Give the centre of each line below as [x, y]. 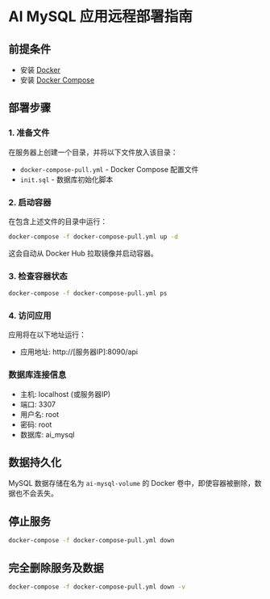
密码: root [36, 424]
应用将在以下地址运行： [47, 335]
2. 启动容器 [30, 202]
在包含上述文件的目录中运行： [58, 221]
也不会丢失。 [36, 493]
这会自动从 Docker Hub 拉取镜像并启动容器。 [83, 253]
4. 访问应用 [30, 315]
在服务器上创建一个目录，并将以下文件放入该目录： [93, 152]
